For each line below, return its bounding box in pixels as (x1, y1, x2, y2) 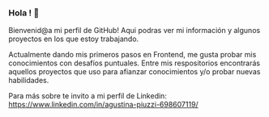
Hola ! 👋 (8, 7, 40, 19)
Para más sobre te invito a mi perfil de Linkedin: (8, 91, 168, 101)
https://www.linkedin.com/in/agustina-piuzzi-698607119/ (8, 100, 199, 110)
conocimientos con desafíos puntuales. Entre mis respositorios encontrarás (8, 58, 261, 68)
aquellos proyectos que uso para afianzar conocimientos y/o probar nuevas (8, 67, 261, 77)
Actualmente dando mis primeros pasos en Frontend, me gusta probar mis (8, 50, 257, 60)
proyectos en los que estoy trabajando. (8, 34, 139, 44)
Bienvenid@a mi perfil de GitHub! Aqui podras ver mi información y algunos (8, 26, 261, 36)
